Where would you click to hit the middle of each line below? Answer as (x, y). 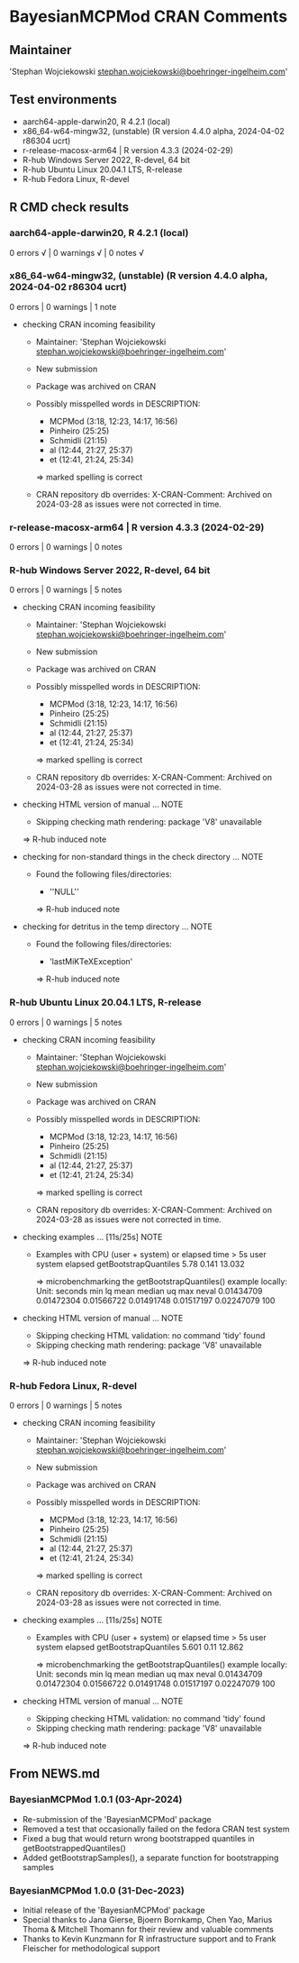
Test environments (63, 100)
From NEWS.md (55, 1774)
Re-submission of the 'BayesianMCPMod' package (117, 1819)
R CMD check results (69, 208)
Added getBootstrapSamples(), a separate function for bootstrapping (150, 1858)
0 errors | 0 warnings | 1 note (63, 306)
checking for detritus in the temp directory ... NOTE (118, 927)
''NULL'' (64, 892)
